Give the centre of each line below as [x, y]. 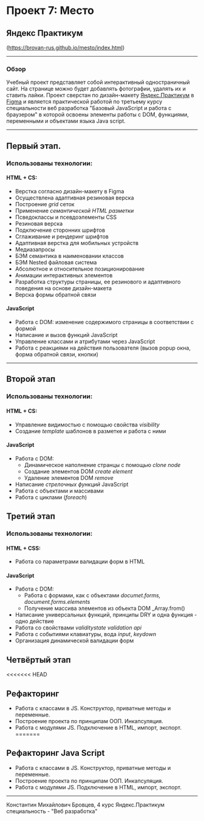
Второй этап [31, 379]
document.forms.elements [57, 602]
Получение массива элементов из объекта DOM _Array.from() [104, 608]
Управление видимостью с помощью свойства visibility [87, 424]
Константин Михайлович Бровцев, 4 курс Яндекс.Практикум [86, 805]
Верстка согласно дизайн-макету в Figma [70, 191]
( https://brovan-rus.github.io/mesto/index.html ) [66, 47]
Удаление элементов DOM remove [69, 477]
